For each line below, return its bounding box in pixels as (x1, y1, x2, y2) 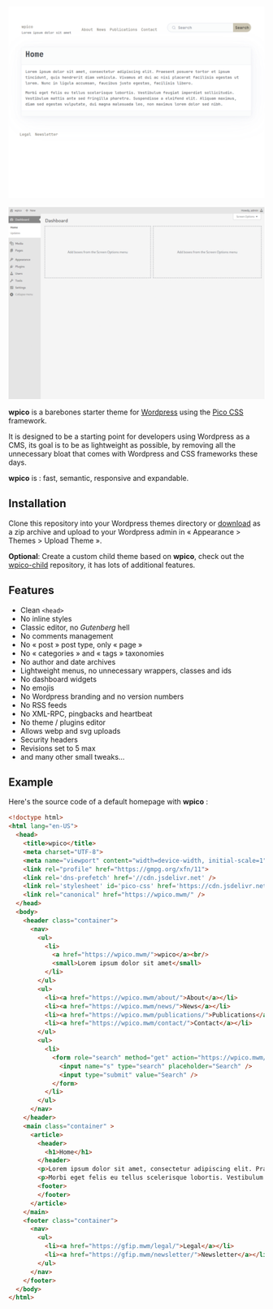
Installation (8, 496, 67, 510)
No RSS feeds (19, 700, 67, 709)
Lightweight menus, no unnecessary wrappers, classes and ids (19, 665, 232, 675)
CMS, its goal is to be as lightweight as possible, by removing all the (8, 440, 236, 449)
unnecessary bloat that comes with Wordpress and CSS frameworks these (8, 449, 258, 458)
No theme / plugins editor (19, 717, 106, 727)
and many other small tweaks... (19, 752, 125, 761)
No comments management (19, 631, 114, 640)
